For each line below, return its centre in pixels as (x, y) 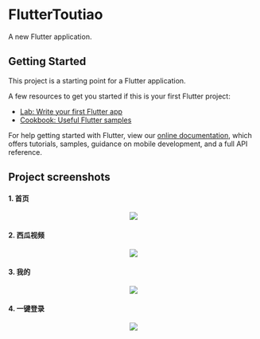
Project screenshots (60, 177)
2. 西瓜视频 (27, 235)
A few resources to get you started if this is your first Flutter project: (119, 96)
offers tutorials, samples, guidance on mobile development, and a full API (128, 144)
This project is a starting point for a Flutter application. (97, 80)
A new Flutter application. (50, 37)
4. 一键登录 (27, 309)
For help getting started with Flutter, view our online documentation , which (130, 135)
